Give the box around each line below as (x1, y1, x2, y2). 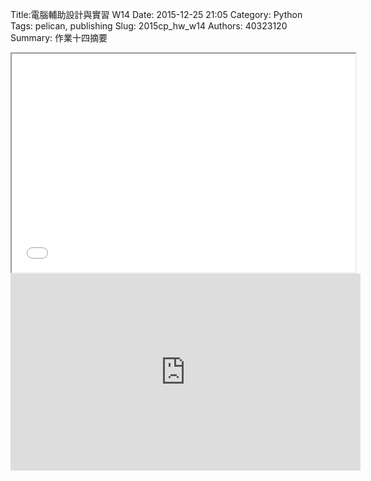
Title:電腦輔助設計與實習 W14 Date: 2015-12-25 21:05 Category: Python (10, 9, 303, 20)
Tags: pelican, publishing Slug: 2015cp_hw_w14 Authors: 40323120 (10, 20, 288, 32)
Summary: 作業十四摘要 (10, 32, 108, 43)
